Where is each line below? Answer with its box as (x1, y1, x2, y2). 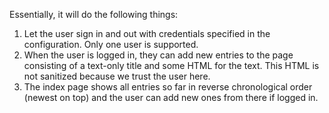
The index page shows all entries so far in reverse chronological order (23, 81, 313, 93)
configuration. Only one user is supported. (23, 39, 199, 50)
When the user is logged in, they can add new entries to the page (23, 49, 294, 61)
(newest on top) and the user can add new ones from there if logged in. (23, 92, 319, 103)
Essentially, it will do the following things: (9, 9, 179, 20)
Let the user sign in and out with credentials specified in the (23, 28, 271, 39)
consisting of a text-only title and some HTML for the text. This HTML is (23, 60, 320, 71)
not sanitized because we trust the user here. (23, 70, 211, 82)
